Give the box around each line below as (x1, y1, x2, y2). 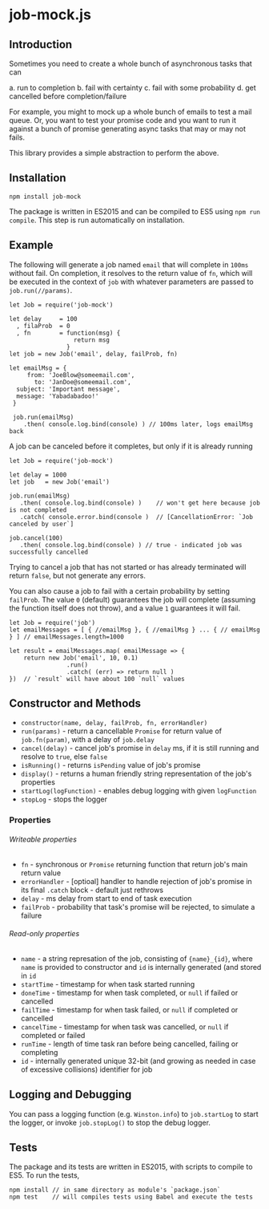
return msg (73, 335, 110, 344)
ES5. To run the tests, (9, 1170, 80, 1180)
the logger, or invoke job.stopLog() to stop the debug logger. (9, 1118, 211, 1127)
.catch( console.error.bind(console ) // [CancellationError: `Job (19, 513, 253, 521)
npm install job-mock (9, 193, 82, 201)
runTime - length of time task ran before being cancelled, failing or (20, 1039, 239, 1049)
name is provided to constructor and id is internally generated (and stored (20, 962, 262, 972)
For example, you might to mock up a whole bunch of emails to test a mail (9, 107, 252, 116)
